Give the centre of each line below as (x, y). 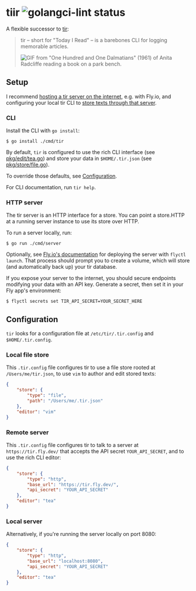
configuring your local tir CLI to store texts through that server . (81, 103)
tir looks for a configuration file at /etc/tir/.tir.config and (80, 333)
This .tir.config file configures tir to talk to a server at (72, 445)
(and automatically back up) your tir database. (62, 267)
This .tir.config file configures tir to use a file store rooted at (81, 368)
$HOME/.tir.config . (29, 340)
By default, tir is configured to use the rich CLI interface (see (80, 152)
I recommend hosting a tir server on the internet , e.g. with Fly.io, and (89, 96)
